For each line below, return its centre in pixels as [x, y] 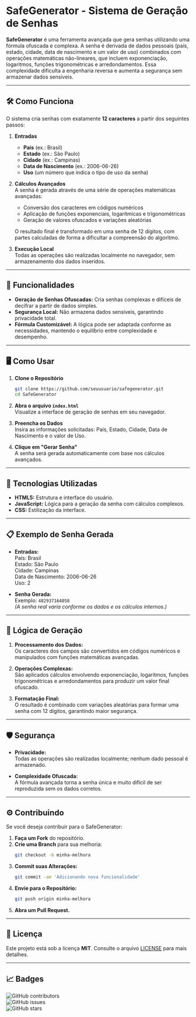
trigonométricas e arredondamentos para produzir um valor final [92, 681]
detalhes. [17, 954]
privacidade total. [36, 318]
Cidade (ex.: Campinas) [52, 160]
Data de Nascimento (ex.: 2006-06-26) [71, 166]
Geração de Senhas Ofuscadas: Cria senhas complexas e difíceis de [98, 299]
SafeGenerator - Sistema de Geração [97, 11]
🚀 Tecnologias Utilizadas [52, 484]
